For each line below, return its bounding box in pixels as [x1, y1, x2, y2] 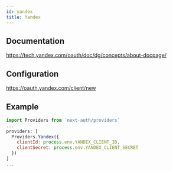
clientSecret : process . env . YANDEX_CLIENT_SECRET [17, 145, 139, 151]
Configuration [6, 69, 59, 79]
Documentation [6, 36, 65, 46]
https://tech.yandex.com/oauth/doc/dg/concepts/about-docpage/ [6, 51, 167, 59]
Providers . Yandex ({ [11, 134, 60, 139]
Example [6, 102, 39, 112]
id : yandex [6, 8, 33, 15]
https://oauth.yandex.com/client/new [6, 85, 96, 92]
